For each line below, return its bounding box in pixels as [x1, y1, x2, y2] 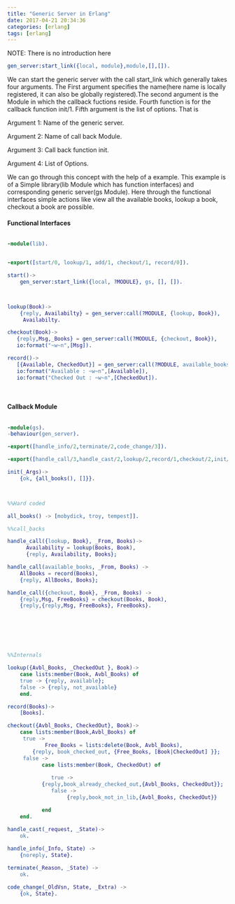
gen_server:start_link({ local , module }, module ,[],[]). [7, 62, 171, 70]
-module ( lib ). [7, 240, 49, 247]
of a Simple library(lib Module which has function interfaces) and [7, 180, 194, 189]
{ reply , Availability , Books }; [25, 551, 117, 558]
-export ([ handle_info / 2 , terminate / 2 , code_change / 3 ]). [7, 443, 168, 451]
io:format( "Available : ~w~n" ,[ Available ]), [16, 367, 149, 375]
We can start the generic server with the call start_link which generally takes [7, 75, 227, 84]
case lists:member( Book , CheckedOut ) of [41, 761, 161, 768]
